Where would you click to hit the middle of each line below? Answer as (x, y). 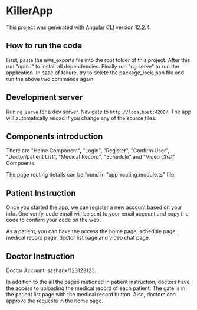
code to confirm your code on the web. (54, 220)
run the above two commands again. (51, 79)
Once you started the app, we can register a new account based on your (94, 207)
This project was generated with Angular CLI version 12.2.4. (79, 27)
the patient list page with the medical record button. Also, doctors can (91, 294)
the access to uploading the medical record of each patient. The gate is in (96, 288)
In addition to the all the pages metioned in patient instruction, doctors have (98, 282)
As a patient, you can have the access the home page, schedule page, (91, 231)
